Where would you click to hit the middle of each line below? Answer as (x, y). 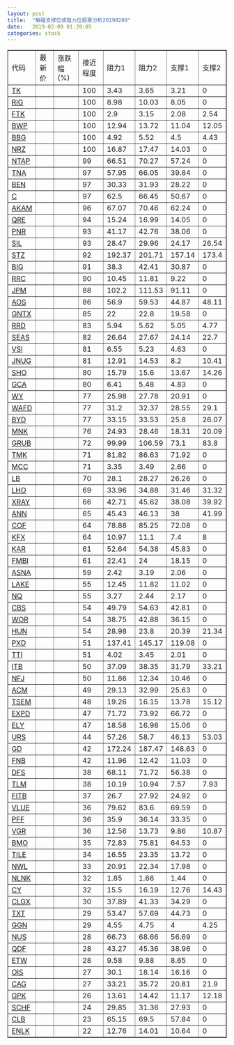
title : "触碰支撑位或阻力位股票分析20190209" (69, 20)
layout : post (26, 14)
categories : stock (34, 33)
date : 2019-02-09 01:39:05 (49, 26)
